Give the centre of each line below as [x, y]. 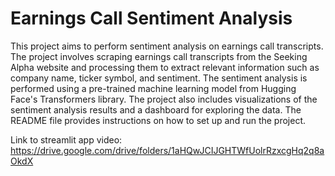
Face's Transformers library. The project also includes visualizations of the [164, 99]
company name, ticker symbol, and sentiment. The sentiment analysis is [159, 78]
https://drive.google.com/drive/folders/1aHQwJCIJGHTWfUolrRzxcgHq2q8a [167, 150]
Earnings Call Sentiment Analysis [151, 18]
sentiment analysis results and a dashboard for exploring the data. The [156, 109]
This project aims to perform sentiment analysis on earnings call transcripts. [167, 46]
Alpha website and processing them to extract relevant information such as [165, 67]
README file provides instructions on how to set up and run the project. [158, 120]
